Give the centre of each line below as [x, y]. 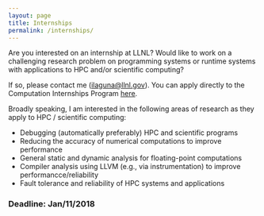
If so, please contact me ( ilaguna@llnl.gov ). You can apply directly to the [127, 85]
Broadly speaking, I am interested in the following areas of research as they [132, 109]
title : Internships [40, 23]
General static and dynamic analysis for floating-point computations [131, 158]
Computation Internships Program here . [73, 94]
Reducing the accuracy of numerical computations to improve [121, 141]
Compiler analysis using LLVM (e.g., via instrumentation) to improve [130, 167]
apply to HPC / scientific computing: [67, 118]
